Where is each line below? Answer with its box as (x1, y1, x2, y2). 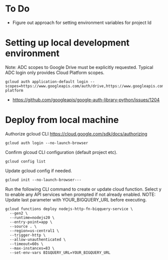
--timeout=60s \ (9, 241, 43, 246)
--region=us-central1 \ (9, 228, 59, 233)
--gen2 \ (9, 210, 28, 215)
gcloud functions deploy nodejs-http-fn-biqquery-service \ (5, 206, 133, 211)
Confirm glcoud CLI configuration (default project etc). (5, 149, 117, 155)
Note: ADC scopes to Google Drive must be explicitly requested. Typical (5, 64, 153, 70)
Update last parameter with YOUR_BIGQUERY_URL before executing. (5, 196, 147, 202)
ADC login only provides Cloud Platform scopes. (5, 69, 104, 75)
